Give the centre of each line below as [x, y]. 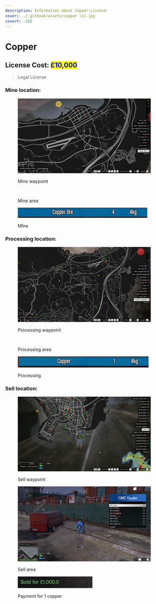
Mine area [28, 200]
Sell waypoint [32, 479]
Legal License [32, 77]
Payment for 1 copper [40, 596]
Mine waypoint [33, 181]
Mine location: [23, 90]
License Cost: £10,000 [41, 65]
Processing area [35, 349]
